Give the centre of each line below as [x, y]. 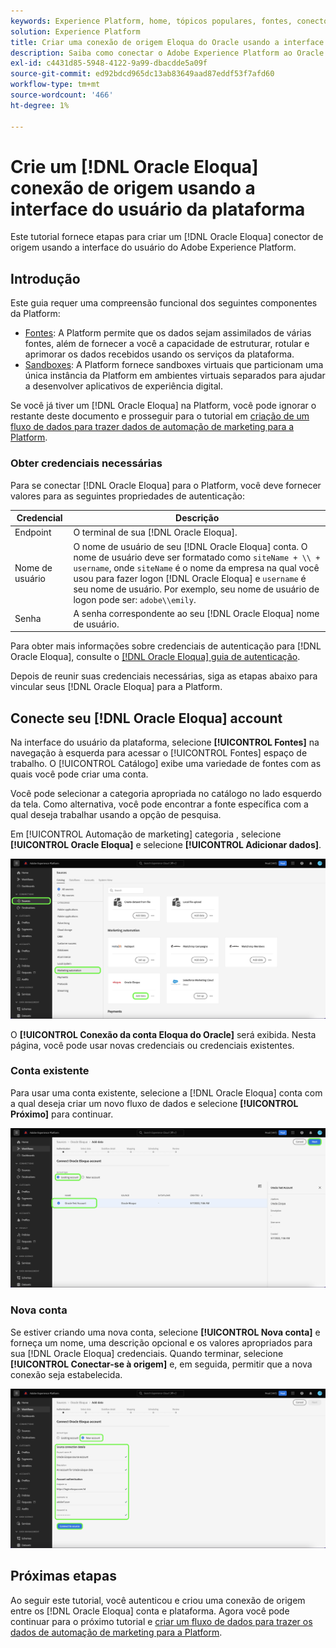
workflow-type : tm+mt [55, 85]
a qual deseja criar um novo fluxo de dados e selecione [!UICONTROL [154, 1103]
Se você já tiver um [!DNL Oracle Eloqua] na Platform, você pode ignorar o [163, 406]
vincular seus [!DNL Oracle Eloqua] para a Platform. [116, 687]
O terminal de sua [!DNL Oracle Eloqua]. [155, 532]
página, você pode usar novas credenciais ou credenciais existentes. [152, 1045]
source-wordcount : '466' [62, 95]
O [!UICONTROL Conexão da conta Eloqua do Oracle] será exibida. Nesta [163, 1034]
